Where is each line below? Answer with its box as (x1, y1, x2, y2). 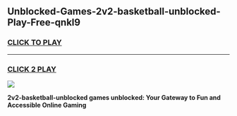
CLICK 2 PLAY (7, 64, 56, 74)
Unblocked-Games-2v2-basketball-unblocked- (7, 6, 221, 18)
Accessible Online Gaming (7, 101, 87, 109)
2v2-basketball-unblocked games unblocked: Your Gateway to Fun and (7, 93, 221, 101)
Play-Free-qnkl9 (7, 17, 81, 29)
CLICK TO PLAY (7, 38, 62, 48)
